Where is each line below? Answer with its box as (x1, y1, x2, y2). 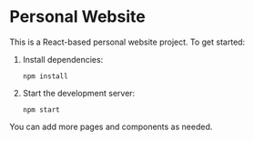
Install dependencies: (22, 54, 104, 65)
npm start (22, 105, 61, 115)
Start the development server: (22, 87, 136, 98)
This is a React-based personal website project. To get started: (9, 36, 246, 47)
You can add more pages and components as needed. (9, 121, 213, 132)
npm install (22, 71, 68, 81)
